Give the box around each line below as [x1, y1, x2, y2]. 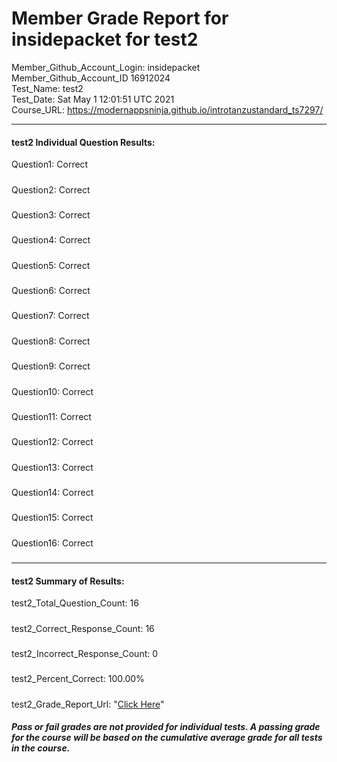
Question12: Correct [11, 436, 94, 448]
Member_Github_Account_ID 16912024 [11, 72, 171, 84]
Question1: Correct [11, 158, 89, 171]
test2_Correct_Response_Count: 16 [11, 622, 155, 634]
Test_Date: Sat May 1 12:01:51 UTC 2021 [11, 93, 175, 105]
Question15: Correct [11, 512, 94, 524]
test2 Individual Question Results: [11, 136, 156, 148]
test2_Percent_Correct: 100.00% [11, 673, 145, 685]
